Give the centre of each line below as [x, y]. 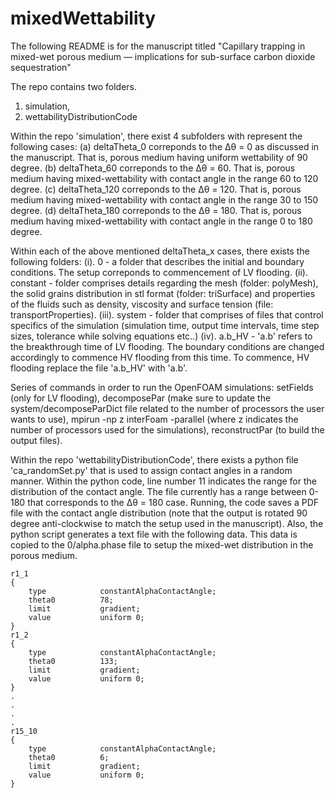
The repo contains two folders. [73, 86]
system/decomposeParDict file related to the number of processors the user [167, 408]
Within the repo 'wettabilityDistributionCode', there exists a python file [154, 459]
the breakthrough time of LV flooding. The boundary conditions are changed [167, 346]
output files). [36, 440]
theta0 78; [71, 600]
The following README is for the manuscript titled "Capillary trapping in [158, 46]
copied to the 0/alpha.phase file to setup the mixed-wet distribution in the [162, 544]
